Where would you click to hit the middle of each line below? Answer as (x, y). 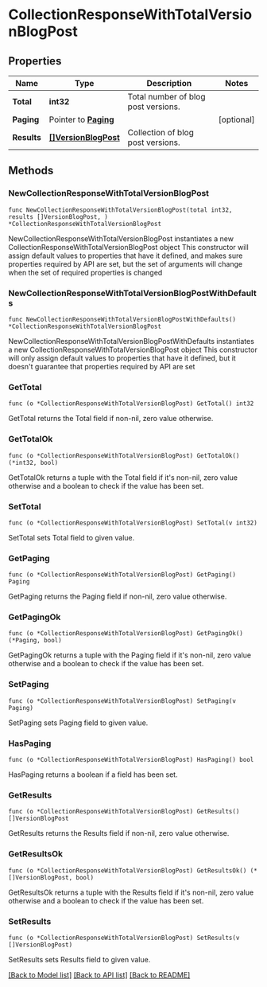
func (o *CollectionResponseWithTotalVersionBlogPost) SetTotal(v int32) (133, 523)
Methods (31, 171)
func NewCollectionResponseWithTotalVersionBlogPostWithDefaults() (122, 319)
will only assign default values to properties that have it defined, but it (122, 358)
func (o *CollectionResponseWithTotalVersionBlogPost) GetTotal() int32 (131, 404)
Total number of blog (166, 97)
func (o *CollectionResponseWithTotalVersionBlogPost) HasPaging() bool (131, 760)
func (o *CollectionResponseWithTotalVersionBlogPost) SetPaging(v (122, 701)
